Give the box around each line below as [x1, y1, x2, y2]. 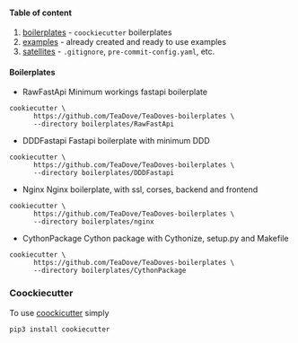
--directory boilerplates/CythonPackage [32, 266, 187, 276]
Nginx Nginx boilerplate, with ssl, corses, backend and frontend [22, 184, 259, 195]
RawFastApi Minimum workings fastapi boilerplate [22, 86, 208, 98]
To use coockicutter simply [9, 307, 110, 318]
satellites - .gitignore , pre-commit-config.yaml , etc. [22, 46, 215, 57]
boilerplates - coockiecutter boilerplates [22, 27, 172, 38]
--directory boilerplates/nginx [32, 217, 154, 226]
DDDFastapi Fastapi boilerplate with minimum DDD [22, 136, 211, 146]
